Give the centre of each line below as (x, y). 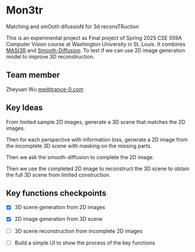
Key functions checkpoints (56, 193)
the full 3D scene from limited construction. (58, 174)
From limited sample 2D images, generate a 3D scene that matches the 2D (96, 122)
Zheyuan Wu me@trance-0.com (45, 89)
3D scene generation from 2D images (60, 207)
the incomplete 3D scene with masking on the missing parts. (79, 146)
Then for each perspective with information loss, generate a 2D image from (97, 139)
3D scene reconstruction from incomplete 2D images (78, 231)
